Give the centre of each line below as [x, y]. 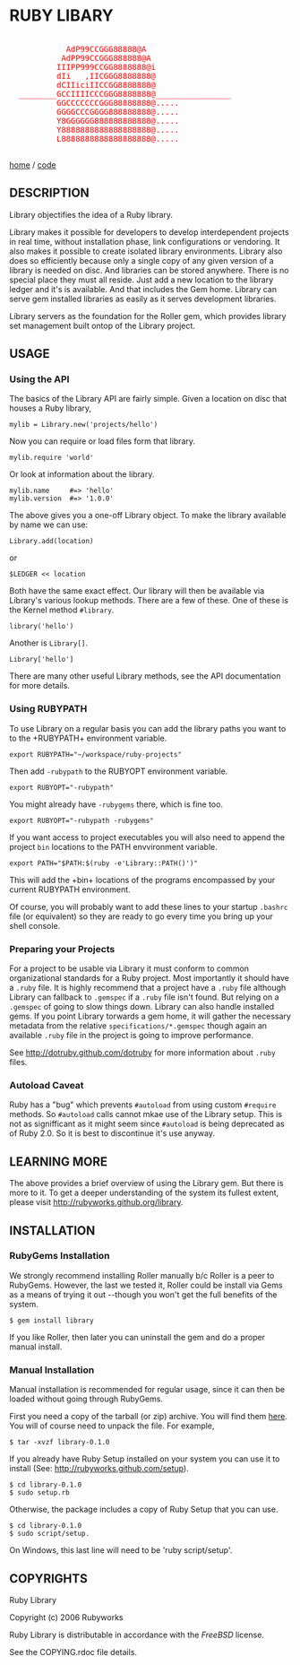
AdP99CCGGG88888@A [106, 49]
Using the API [39, 379]
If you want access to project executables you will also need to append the [147, 837]
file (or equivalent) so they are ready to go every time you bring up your [141, 916]
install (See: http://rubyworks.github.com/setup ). [99, 1469]
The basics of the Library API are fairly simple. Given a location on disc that [148, 399]
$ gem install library [51, 1320]
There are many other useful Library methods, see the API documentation [145, 676]
